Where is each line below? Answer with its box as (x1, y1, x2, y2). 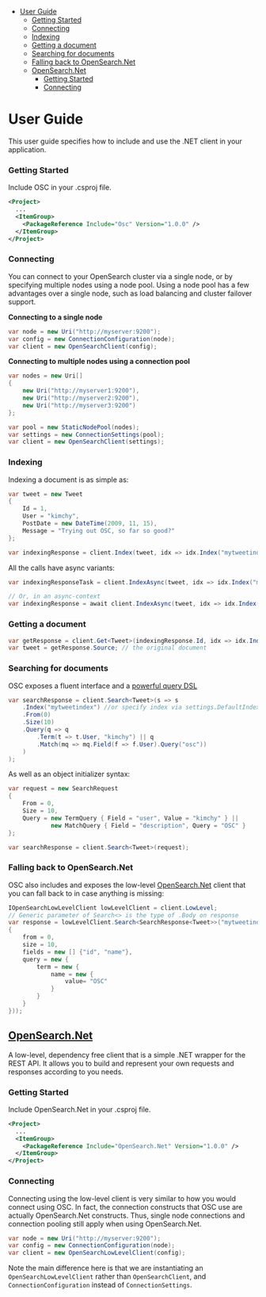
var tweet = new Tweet (8, 490, 83, 498)
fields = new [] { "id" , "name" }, (22, 947, 133, 956)
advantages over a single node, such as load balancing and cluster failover (8, 289, 253, 298)
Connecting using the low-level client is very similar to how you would (8, 1193, 236, 1203)
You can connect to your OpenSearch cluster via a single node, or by (8, 271, 234, 281)
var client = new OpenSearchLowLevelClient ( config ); (8, 1249, 186, 1257)
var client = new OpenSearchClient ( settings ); (8, 438, 165, 446)
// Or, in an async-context (8, 592, 101, 601)
